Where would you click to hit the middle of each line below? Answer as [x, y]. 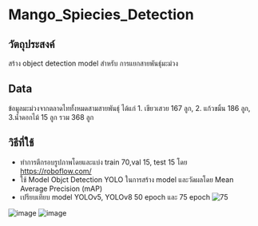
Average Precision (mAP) [61, 188]
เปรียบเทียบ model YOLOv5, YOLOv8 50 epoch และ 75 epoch [115, 196]
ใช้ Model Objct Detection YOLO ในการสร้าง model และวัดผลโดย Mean [127, 179]
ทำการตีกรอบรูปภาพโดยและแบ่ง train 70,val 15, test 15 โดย [103, 162]
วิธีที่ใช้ [21, 143]
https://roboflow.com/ [56, 171]
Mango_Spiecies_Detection [101, 15]
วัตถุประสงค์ [32, 44]
